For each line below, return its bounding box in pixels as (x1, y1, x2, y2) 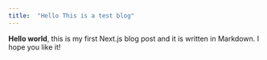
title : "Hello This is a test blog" (8, 11, 135, 20)
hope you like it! (8, 42, 61, 52)
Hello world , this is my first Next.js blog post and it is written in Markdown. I (8, 34, 260, 43)
